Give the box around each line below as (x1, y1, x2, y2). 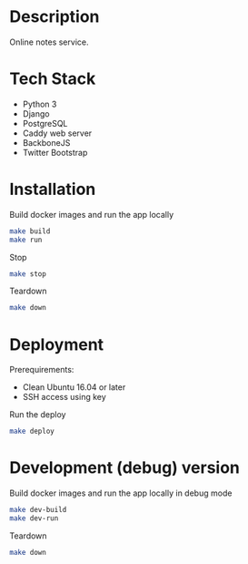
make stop (9, 269, 47, 279)
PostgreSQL (22, 118, 68, 128)
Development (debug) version (9, 457, 241, 478)
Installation (9, 179, 96, 200)
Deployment (9, 334, 104, 354)
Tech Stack (9, 68, 96, 89)
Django (22, 108, 50, 119)
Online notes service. (9, 36, 89, 47)
